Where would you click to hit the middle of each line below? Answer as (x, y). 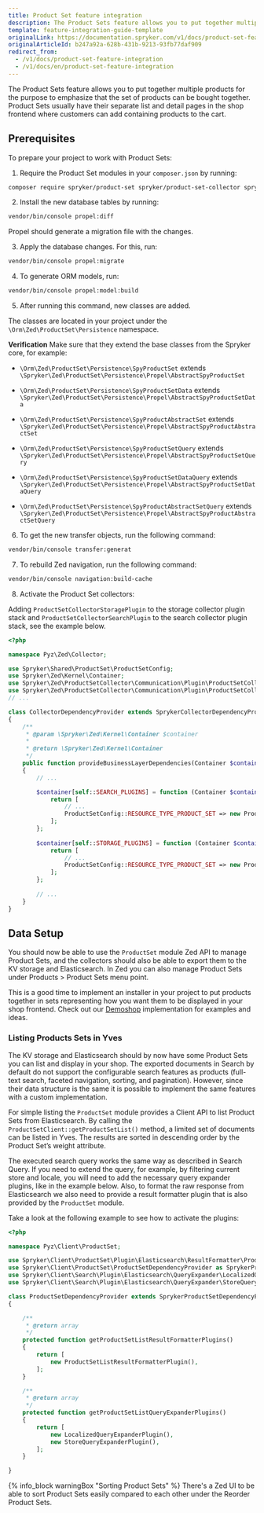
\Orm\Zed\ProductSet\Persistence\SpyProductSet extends (113, 368)
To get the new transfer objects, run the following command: (117, 535)
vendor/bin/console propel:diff (61, 217)
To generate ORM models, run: (69, 277)
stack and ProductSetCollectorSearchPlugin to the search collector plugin (128, 617)
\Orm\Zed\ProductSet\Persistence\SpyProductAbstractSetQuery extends (136, 506)
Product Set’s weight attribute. (57, 1145)
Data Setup (36, 933)
